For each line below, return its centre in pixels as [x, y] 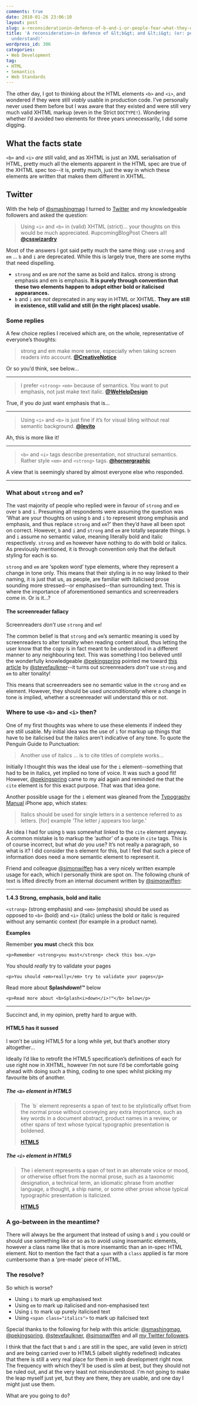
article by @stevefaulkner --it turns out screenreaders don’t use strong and [96, 667]
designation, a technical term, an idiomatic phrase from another [97, 1182]
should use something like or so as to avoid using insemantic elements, [92, 1241]
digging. [16, 125]
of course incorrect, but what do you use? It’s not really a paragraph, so [93, 844]
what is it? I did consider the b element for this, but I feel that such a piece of [98, 850]
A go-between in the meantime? [53, 1222]
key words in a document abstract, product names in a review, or [99, 1118]
